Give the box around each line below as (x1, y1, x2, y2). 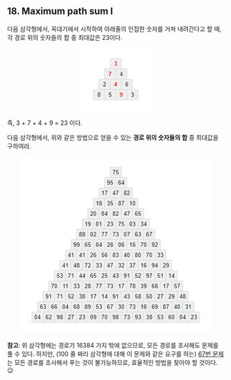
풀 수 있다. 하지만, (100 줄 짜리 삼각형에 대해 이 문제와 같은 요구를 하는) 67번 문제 (7, 350, 224, 358)
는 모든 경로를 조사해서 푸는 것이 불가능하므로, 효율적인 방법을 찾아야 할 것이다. (7, 358, 218, 366)
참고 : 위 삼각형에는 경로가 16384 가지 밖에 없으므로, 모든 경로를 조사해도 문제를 (7, 341, 219, 349)
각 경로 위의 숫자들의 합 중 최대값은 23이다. (7, 33, 122, 41)
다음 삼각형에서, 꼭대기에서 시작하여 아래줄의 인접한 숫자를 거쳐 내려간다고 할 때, (7, 24, 222, 33)
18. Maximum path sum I (7, 6, 113, 17)
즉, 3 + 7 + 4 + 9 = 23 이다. (7, 119, 82, 127)
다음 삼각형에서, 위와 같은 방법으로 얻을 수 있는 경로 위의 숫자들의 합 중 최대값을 (7, 133, 219, 141)
